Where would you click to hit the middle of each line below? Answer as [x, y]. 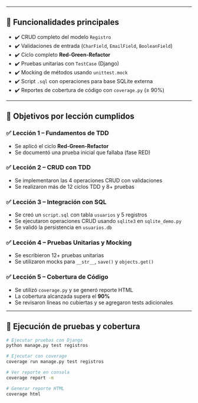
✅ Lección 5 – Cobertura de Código [57, 277]
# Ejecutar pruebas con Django [44, 340]
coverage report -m [30, 378]
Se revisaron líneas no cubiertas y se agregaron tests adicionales [94, 302]
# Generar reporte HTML [35, 388]
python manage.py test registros [47, 346]
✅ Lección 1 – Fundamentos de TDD [57, 133]
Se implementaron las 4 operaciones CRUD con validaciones [88, 180]
